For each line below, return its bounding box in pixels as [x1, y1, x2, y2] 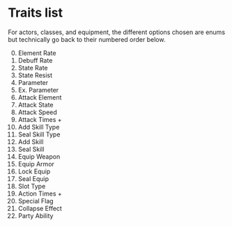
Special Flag [17, 196, 54, 205]
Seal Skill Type [17, 130, 61, 139]
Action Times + [17, 189, 62, 198]
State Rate [17, 63, 48, 72]
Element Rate [17, 49, 56, 57]
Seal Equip [17, 174, 49, 182]
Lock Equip [17, 167, 51, 175]
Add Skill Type [17, 123, 60, 131]
